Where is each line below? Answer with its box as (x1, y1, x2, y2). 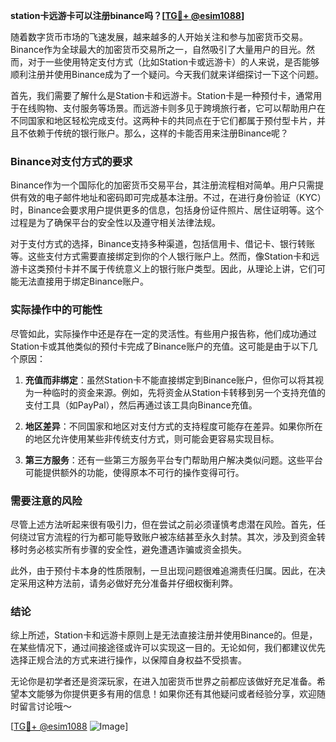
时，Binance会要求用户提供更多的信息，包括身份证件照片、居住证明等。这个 (10, 204, 325, 216)
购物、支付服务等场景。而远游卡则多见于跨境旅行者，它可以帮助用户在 (36, 102, 326, 114)
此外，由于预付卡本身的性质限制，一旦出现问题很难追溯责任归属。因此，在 (10, 564, 317, 576)
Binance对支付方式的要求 (10, 154, 133, 168)
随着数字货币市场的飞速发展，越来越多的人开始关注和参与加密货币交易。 (10, 31, 308, 43)
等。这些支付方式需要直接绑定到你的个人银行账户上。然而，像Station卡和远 (10, 250, 320, 263)
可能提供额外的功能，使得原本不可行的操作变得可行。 (24, 466, 245, 478)
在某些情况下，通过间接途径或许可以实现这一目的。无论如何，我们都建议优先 (10, 642, 326, 654)
